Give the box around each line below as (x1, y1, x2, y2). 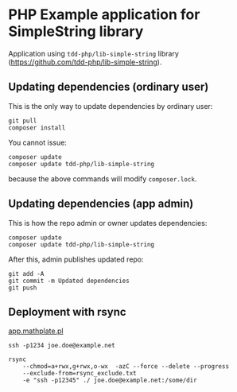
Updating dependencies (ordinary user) (8, 80, 209, 94)
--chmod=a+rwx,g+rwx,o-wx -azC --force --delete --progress (22, 363, 229, 371)
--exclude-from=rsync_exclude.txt (22, 370, 137, 378)
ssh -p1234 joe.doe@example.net (8, 342, 115, 350)
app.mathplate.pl (8, 326, 64, 336)
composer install (8, 123, 66, 132)
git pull (8, 117, 37, 125)
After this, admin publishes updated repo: (8, 254, 145, 264)
